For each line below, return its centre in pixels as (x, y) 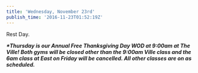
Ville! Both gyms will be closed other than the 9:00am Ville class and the (99, 52)
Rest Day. (18, 34)
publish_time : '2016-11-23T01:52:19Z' (55, 17)
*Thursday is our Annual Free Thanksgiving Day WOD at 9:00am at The (98, 46)
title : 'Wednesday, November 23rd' (51, 12)
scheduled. (21, 64)
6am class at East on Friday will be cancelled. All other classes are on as (99, 58)
